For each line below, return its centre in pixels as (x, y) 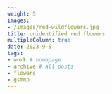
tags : (15, 54)
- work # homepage (34, 60)
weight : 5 (22, 14)
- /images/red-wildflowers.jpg (53, 27)
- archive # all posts (41, 66)
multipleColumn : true (39, 40)
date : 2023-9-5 (30, 47)
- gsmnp (19, 80)
